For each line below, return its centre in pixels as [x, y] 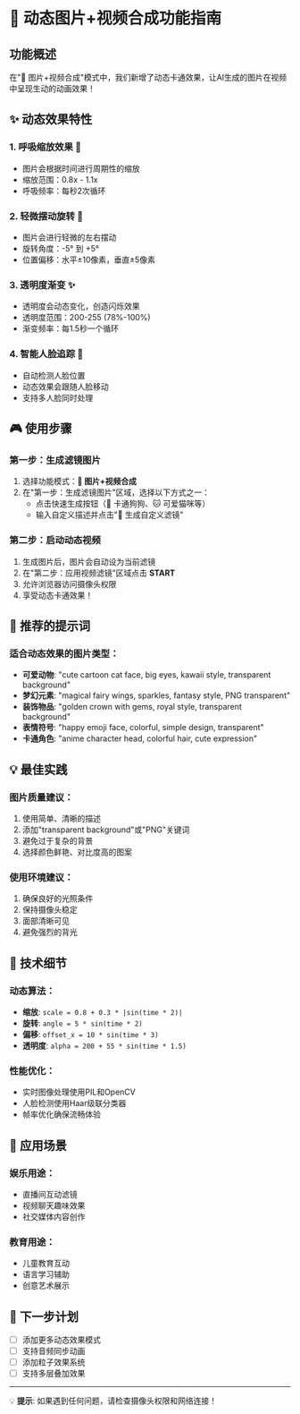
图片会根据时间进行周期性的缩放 [81, 168]
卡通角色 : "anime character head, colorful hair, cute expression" [140, 738]
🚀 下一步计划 [44, 1316]
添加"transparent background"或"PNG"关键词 [106, 830]
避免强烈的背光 [50, 933]
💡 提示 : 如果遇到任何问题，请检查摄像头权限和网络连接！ [113, 1401]
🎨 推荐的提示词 [50, 626]
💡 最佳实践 [38, 769]
